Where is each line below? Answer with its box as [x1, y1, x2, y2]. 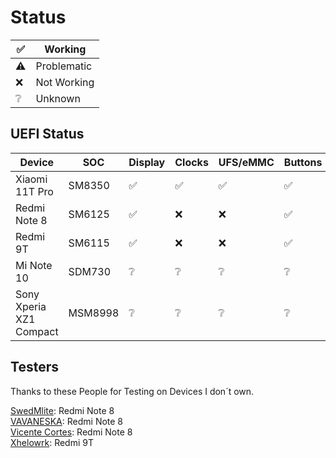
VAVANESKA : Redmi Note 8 [10, 415, 124, 427]
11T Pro [15, 184, 54, 198]
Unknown [35, 91, 81, 105]
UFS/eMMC [218, 155, 275, 169]
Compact [15, 324, 59, 338]
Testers [10, 359, 59, 376]
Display [128, 155, 166, 169]
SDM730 [68, 264, 111, 278]
